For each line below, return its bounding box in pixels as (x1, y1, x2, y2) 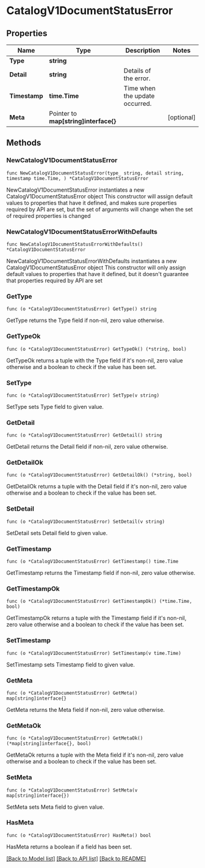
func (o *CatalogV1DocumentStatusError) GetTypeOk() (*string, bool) (6, 346, 187, 352)
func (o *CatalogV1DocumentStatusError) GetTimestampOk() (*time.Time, (6, 598, 192, 605)
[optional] (167, 113, 196, 121)
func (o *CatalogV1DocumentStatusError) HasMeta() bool (6, 832, 151, 839)
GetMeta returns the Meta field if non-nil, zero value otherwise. (6, 706, 165, 713)
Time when (123, 84, 156, 92)
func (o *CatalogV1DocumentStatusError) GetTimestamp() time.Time (6, 558, 179, 565)
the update (123, 92, 155, 100)
